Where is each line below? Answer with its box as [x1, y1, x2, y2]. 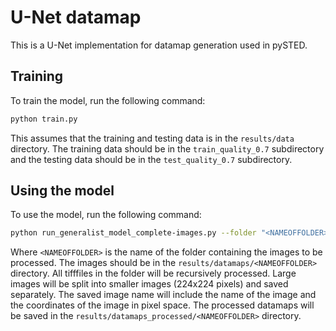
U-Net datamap [10, 6, 142, 29]
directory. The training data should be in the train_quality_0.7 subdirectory [10, 142, 325, 155]
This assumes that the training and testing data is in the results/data [10, 132, 295, 144]
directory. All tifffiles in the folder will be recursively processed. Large [10, 267, 297, 280]
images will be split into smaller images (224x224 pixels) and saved [10, 278, 289, 290]
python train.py [10, 114, 78, 124]
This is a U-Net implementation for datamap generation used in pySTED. [10, 39, 308, 51]
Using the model [10, 182, 115, 200]
